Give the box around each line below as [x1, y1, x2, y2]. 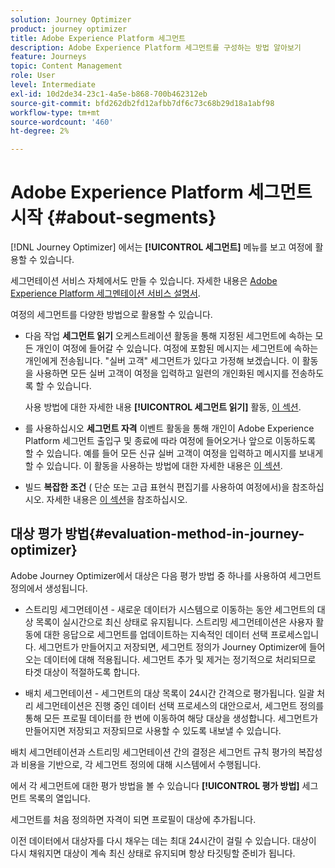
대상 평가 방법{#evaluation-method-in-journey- [10, 526, 305, 543]
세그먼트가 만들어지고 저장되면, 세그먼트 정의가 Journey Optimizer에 [38, 641, 307, 653]
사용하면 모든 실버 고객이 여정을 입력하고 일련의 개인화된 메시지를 [35, 367, 290, 380]
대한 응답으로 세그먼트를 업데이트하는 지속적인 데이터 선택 [43, 628, 268, 640]
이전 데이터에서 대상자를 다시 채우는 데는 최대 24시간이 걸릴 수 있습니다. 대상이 [10, 834, 317, 846]
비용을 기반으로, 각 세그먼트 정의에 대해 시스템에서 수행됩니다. [20, 758, 262, 770]
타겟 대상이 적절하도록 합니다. [24, 666, 141, 678]
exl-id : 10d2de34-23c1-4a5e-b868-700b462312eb [10, 89, 208, 99]
